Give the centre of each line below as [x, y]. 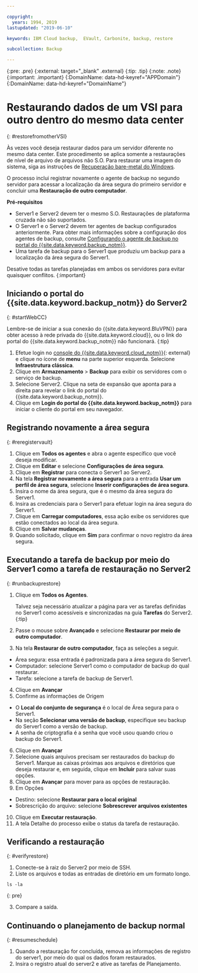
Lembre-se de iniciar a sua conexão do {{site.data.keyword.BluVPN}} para [97, 328]
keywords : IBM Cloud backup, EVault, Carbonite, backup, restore [90, 38]
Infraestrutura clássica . [44, 365]
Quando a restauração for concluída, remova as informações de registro [103, 951]
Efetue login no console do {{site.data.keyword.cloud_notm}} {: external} [103, 353]
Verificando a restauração [56, 842]
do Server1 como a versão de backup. [61, 726]
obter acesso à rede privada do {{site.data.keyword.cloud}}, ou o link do [94, 335]
